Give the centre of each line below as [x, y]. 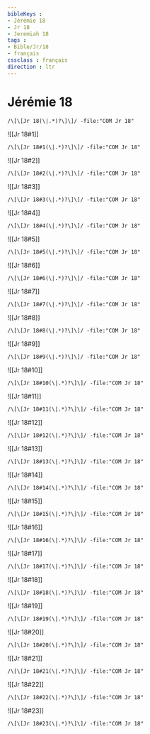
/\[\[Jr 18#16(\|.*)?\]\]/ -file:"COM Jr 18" [75, 540]
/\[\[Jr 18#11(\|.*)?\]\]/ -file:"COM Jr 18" [75, 409]
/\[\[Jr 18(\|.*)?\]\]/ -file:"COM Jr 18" [71, 121]
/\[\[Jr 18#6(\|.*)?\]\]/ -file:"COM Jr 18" [74, 278]
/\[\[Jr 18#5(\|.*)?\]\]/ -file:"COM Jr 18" [74, 252]
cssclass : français [38, 60]
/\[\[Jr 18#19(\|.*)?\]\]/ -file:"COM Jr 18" [75, 619]
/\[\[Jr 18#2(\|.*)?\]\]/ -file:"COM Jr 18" [74, 173]
